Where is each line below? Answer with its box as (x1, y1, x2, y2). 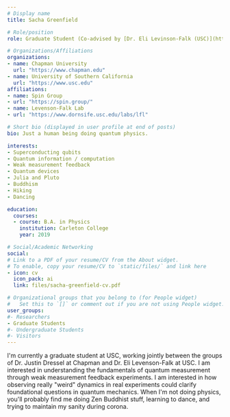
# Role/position (7, 29, 53, 36)
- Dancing (7, 193, 36, 200)
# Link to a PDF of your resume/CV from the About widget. (7, 257, 179, 263)
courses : (13, 212, 38, 219)
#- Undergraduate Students (7, 326, 84, 333)
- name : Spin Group (7, 92, 63, 99)
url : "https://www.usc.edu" (13, 80, 94, 86)
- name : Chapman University (7, 60, 88, 67)
